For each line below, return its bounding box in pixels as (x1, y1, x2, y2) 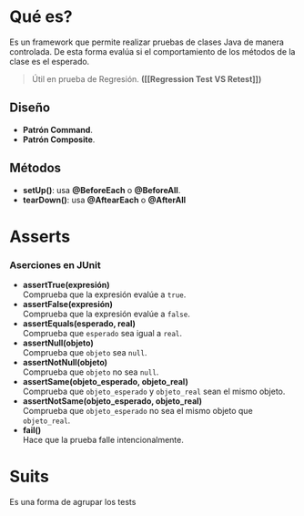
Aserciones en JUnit (9, 258, 102, 271)
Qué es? (9, 6, 73, 27)
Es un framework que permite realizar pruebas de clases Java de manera (9, 36, 285, 47)
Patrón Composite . (22, 134, 96, 145)
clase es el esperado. (9, 56, 90, 67)
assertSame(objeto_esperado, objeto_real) (22, 377, 188, 387)
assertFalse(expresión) (22, 299, 114, 310)
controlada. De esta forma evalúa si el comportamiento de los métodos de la (9, 46, 296, 57)
